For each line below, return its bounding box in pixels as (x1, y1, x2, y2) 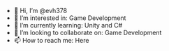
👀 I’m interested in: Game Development (13, 14, 126, 22)
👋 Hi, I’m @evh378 (13, 7, 68, 14)
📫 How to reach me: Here (13, 37, 89, 44)
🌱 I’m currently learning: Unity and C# (13, 21, 123, 29)
